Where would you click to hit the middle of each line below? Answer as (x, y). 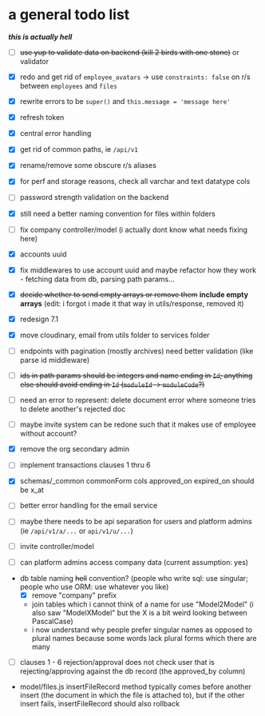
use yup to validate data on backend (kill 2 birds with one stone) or (129, 52)
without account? (48, 434)
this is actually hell (40, 37)
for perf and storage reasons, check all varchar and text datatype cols (135, 181)
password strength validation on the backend (94, 197)
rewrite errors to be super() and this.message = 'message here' (125, 101)
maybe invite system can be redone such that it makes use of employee (138, 424)
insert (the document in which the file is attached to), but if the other (132, 695)
